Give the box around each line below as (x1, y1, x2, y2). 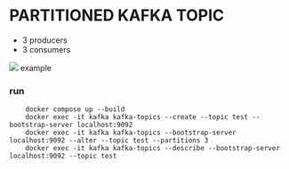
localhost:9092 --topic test (9, 152, 117, 161)
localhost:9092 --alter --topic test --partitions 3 (9, 136, 209, 145)
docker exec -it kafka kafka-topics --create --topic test (25, 113, 249, 122)
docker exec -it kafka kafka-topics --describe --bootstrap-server (25, 144, 280, 153)
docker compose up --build (25, 105, 125, 114)
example (20, 62, 52, 73)
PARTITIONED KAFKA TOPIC (9, 5, 225, 26)
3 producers (21, 35, 68, 45)
